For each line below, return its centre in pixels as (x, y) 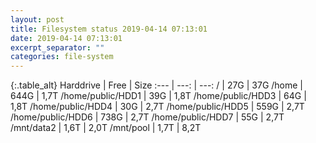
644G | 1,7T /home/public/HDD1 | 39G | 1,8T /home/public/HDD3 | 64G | (158, 96)
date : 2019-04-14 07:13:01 (66, 38)
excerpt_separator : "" (57, 47)
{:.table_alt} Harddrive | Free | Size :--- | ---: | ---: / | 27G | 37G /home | (157, 85)
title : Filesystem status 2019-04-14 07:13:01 (109, 29)
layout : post (37, 19)
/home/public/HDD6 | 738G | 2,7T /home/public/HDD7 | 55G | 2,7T (147, 117)
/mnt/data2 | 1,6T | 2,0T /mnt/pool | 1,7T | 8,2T (106, 128)
